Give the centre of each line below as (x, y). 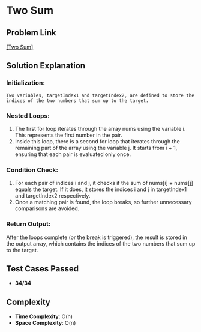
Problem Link (31, 33)
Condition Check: (32, 170)
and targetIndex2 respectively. (52, 196)
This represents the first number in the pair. (68, 135)
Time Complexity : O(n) (44, 316)
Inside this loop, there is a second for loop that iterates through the (97, 141)
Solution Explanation (46, 66)
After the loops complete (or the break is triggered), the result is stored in (97, 237)
